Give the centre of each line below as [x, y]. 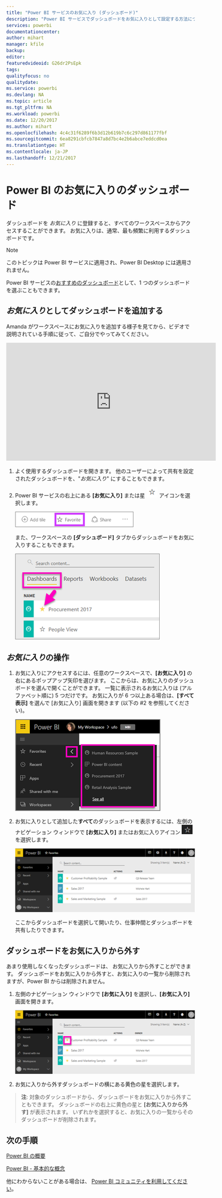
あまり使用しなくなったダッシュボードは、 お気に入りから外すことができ [96, 966]
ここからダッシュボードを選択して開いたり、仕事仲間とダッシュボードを [104, 922]
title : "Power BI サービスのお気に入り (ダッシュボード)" [72, 13]
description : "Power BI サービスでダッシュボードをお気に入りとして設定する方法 [97, 19]
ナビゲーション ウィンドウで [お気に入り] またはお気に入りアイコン [98, 832]
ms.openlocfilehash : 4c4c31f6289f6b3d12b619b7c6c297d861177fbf [87, 133]
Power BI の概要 [26, 1156]
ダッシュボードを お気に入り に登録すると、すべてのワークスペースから [93, 223]
